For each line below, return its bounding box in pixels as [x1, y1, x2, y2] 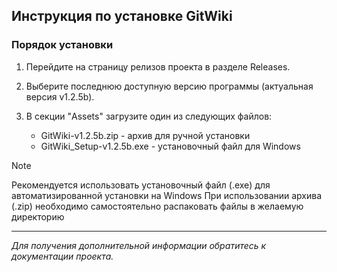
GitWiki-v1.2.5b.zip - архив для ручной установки [40, 129, 251, 141]
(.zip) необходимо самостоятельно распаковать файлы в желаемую [11, 200, 304, 212]
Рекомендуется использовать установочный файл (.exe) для [11, 179, 271, 191]
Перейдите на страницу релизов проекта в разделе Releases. [25, 60, 291, 73]
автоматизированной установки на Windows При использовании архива [11, 189, 323, 201]
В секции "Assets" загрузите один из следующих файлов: [25, 110, 273, 122]
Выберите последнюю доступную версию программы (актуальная [25, 80, 314, 92]
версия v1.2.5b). [25, 90, 95, 103]
